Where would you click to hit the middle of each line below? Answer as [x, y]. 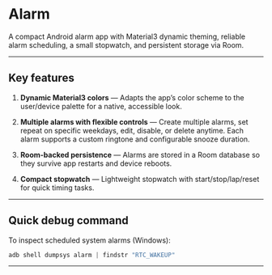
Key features [41, 78]
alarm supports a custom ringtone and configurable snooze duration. [135, 139]
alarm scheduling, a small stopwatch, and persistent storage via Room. [126, 44]
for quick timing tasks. [57, 188]
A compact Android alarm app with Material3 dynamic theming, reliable [127, 36]
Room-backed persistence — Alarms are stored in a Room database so [140, 154]
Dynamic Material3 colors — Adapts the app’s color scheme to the [132, 97]
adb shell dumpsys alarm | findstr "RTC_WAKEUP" [92, 255]
